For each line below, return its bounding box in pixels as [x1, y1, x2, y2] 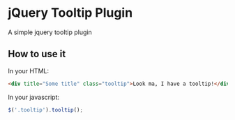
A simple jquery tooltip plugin [8, 28, 93, 36]
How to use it [8, 48, 66, 60]
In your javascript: [8, 93, 60, 101]
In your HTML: [8, 66, 50, 75]
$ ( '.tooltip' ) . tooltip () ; [8, 106, 83, 113]
